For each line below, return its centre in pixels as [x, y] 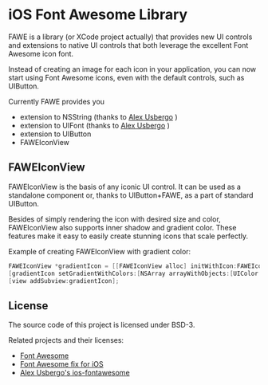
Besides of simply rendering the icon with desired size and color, [114, 219]
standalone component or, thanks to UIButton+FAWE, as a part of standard [131, 195]
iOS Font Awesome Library [98, 15]
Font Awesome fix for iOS [61, 364]
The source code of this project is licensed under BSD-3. [102, 325]
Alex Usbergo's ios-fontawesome [75, 373]
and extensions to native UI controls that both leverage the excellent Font [128, 45]
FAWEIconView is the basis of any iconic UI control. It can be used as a [125, 187]
